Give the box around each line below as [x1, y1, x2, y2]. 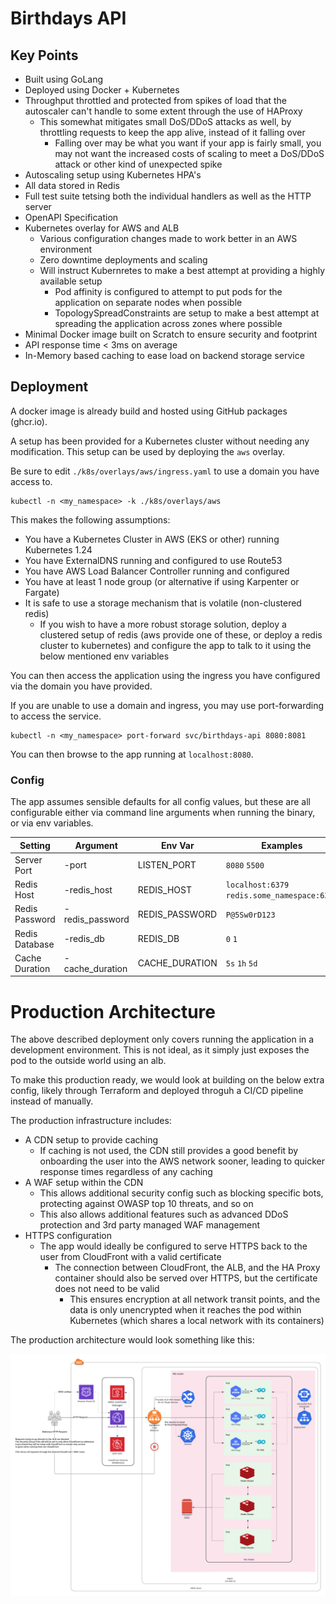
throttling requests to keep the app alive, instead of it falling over [39, 127, 306, 138]
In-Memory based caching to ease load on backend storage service [24, 350, 305, 361]
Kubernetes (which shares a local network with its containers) [69, 1315, 325, 1327]
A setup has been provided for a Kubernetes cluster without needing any [10, 435, 310, 447]
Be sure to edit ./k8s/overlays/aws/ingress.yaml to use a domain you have [10, 465, 320, 477]
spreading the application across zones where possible [54, 318, 283, 329]
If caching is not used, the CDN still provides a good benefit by [39, 1145, 299, 1157]
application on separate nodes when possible [54, 297, 243, 308]
